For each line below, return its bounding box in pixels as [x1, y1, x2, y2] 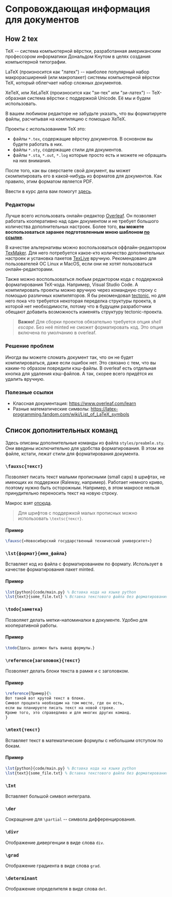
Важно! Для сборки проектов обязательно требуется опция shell [17, 319, 161, 325]
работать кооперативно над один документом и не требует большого [5, 218, 159, 225]
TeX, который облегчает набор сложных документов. [5, 80, 123, 86]
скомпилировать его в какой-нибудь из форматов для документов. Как [5, 173, 162, 179]
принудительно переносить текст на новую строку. [5, 490, 118, 496]
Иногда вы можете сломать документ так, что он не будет [5, 354, 134, 360]
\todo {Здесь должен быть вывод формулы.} [5, 645, 95, 650]
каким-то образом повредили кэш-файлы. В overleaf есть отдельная [5, 365, 157, 371]
